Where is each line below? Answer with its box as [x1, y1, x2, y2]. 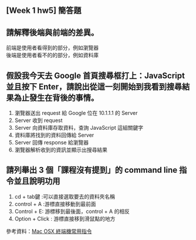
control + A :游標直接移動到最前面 [14, 200, 96, 208]
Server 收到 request [14, 117, 63, 124]
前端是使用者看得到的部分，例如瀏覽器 [6, 44, 99, 51]
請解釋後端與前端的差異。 [6, 27, 99, 37]
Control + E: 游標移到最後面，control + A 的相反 [14, 208, 130, 215]
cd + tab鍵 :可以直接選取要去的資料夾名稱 [14, 193, 116, 200]
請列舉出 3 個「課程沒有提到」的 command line [6, 165, 178, 175]
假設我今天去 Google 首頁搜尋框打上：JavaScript [6, 70, 185, 81]
